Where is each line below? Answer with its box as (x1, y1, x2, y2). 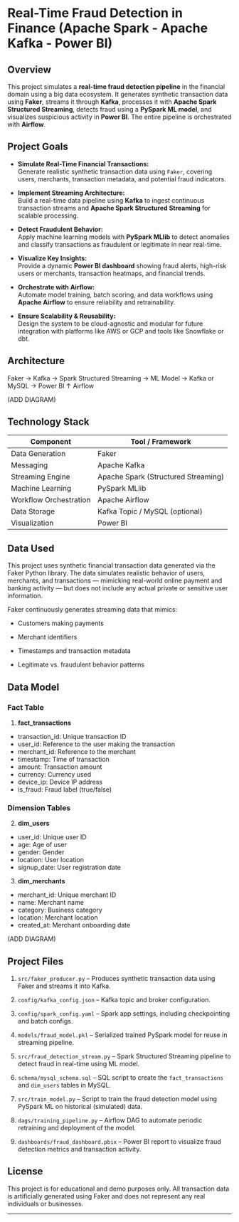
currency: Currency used (17, 770, 91, 778)
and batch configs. (17, 1017, 73, 1026)
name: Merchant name (17, 898, 84, 907)
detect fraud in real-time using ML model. (17, 1060, 140, 1068)
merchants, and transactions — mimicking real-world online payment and (7, 576, 223, 585)
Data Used (7, 542, 55, 554)
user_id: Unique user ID (17, 833, 87, 841)
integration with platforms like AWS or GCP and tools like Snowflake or (17, 326, 224, 335)
